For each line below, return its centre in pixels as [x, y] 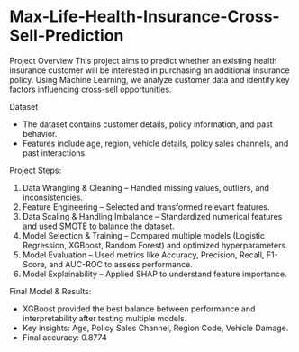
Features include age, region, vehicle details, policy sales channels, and [155, 143]
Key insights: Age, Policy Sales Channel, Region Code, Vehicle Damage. [155, 328]
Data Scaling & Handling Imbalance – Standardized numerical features [152, 216]
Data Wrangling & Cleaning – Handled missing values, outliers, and [146, 187]
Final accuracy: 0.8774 [64, 337]
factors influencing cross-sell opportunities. [91, 89]
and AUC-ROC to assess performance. [121, 264]
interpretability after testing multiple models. [104, 318]
